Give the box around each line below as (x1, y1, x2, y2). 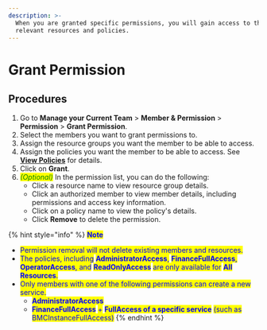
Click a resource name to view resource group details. (31, 181, 209, 191)
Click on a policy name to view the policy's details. (31, 206, 197, 215)
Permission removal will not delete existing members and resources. (19, 246, 244, 255)
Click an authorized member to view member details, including (31, 189, 237, 199)
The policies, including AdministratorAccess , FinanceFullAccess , (19, 254, 238, 263)
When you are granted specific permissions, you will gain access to (15, 19, 250, 27)
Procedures (8, 92, 68, 106)
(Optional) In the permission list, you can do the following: (19, 173, 210, 182)
